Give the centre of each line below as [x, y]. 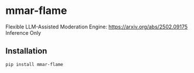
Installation [26, 51]
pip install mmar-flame [34, 64]
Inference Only [23, 32]
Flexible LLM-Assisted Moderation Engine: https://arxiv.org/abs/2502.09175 [97, 27]
